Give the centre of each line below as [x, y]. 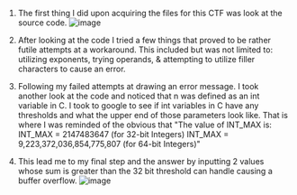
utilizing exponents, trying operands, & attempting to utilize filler [136, 59]
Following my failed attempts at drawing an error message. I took [138, 86]
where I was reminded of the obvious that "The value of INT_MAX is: [145, 125]
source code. [42, 23]
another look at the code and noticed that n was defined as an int [139, 96]
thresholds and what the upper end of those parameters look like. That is [153, 115]
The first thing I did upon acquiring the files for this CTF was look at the [150, 13]
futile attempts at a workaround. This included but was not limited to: [145, 50]
